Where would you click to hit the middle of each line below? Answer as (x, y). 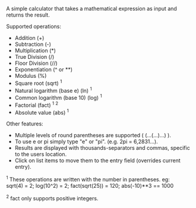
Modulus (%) (31, 76)
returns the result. (28, 15)
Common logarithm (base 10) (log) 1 (58, 97)
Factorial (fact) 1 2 (36, 105)
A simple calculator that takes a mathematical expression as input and (91, 9)
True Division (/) (34, 57)
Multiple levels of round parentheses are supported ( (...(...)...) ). (93, 135)
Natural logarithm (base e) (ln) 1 (53, 90)
